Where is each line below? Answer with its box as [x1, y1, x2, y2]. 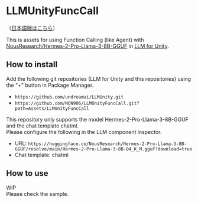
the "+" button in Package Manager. [6, 81, 94, 89]
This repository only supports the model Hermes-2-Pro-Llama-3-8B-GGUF [6, 116, 189, 123]
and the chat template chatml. [6, 122, 79, 129]
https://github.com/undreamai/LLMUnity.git [14, 94, 124, 100]
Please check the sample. [6, 190, 69, 197]
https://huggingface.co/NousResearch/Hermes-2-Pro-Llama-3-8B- [28, 140, 187, 147]
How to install [6, 60, 58, 70]
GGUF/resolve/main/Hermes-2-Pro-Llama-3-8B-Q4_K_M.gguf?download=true [14, 146, 193, 152]
